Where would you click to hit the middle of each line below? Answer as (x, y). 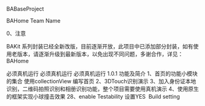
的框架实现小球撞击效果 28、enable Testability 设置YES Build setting (93, 97)
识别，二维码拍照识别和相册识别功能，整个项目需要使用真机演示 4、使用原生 (102, 89)
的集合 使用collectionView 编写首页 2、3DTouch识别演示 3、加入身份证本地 (101, 81)
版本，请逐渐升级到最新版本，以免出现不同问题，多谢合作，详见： (100, 54)
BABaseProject (25, 9)
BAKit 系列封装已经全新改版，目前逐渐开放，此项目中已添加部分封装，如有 (100, 46)
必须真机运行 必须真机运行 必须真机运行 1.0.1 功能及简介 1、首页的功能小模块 (102, 74)
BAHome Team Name (34, 21)
